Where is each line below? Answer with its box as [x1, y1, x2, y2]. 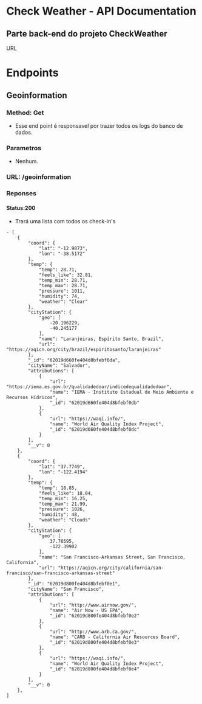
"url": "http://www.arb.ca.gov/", [49, 629, 137, 635]
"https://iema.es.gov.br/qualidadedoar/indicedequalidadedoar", [6, 384, 172, 390]
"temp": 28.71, [38, 267, 78, 273]
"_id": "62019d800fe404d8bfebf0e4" [49, 666, 140, 672]
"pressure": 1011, [38, 288, 86, 294]
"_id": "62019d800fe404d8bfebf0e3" [49, 640, 140, 646]
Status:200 [6, 204, 36, 211]
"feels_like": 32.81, [38, 272, 94, 278]
